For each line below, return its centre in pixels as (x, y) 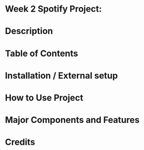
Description (29, 31)
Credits (20, 142)
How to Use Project (44, 98)
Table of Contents (42, 53)
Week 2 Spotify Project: (54, 9)
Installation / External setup (62, 75)
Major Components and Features (72, 120)
